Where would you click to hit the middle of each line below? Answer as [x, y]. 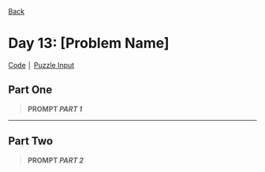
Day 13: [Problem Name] [89, 43]
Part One [30, 90]
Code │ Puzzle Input [41, 65]
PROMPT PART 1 [55, 109]
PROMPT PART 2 [56, 160]
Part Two [31, 141]
